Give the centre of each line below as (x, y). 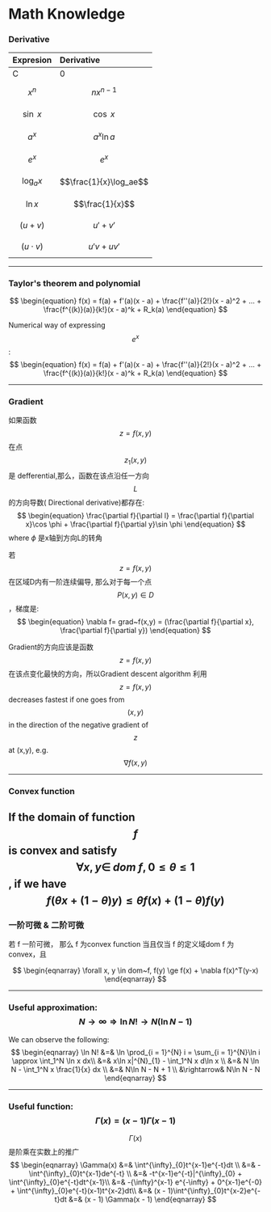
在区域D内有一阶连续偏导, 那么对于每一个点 (80, 581)
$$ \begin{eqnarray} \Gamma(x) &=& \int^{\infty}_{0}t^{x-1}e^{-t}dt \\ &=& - (135, 1164)
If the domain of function (72, 817)
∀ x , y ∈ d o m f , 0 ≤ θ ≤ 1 (135, 867)
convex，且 (27, 954)
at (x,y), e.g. (28, 750)
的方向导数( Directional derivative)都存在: (77, 502)
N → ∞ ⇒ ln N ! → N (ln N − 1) (135, 1022)
